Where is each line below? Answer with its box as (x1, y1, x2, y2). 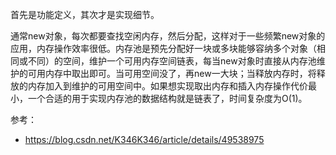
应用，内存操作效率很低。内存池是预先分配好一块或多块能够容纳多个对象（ (10, 43, 317, 54)
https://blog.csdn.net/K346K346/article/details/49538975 (24, 134, 265, 145)
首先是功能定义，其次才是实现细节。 (10, 9, 160, 20)
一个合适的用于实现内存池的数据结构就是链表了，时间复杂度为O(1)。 (27, 93, 308, 104)
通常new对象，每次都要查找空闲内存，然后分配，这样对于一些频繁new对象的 (10, 30, 326, 42)
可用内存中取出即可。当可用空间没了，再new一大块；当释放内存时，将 (27, 68, 317, 79)
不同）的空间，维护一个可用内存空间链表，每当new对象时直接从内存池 (27, 55, 317, 67)
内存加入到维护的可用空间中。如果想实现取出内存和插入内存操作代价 (27, 80, 308, 92)
